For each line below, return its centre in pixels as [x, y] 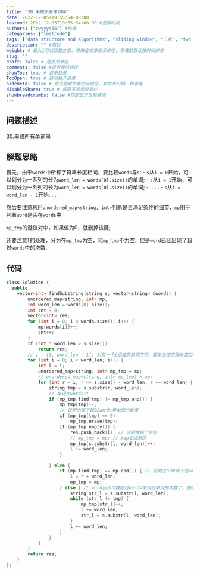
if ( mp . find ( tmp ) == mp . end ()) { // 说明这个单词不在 [124, 471]
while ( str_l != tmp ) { [99, 499]
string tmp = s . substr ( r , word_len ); [96, 388]
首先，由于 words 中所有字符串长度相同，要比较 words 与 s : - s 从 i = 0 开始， [95, 172]
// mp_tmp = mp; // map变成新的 [108, 438]
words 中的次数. [29, 248]
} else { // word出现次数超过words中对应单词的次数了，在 [125, 487]
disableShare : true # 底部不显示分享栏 [52, 90]
